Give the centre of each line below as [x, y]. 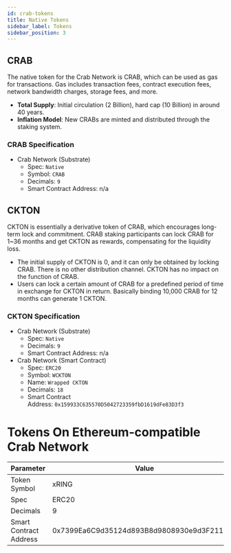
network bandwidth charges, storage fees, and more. [82, 92]
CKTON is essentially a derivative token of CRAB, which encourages [104, 227]
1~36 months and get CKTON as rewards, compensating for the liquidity [109, 242]
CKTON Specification [44, 317]
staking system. [40, 127]
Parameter [28, 469]
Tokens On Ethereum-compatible [104, 432]
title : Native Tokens [38, 20]
